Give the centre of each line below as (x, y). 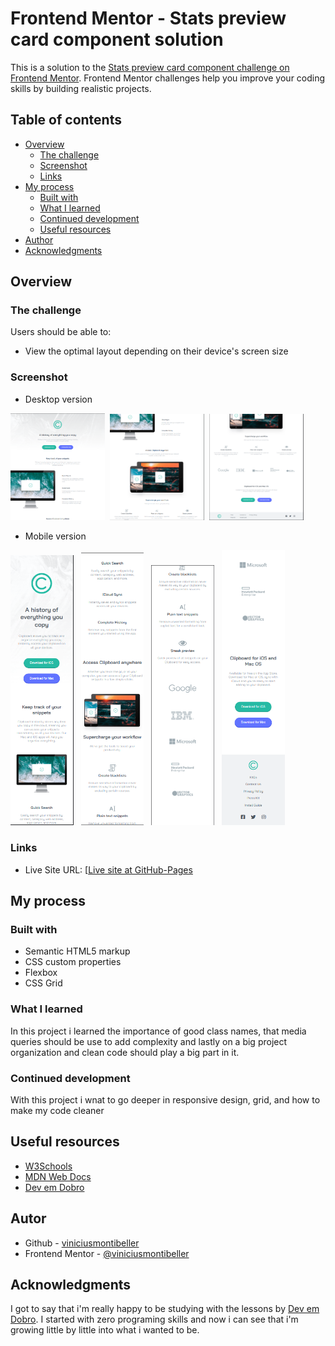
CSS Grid (43, 983)
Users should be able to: (61, 332)
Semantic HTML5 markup (77, 951)
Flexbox (41, 973)
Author (39, 239)
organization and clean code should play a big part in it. (125, 1052)
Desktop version (58, 399)
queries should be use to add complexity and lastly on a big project (149, 1041)
